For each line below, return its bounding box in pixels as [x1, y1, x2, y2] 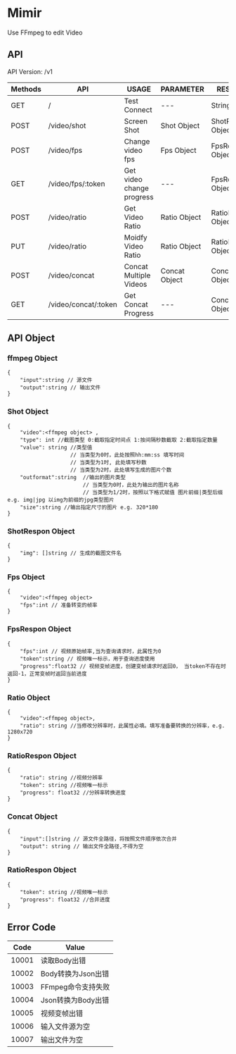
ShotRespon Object [7, 526, 75, 536]
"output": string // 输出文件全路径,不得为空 [20, 843, 144, 850]
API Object [7, 333, 55, 345]
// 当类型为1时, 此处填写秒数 [70, 459, 147, 466]
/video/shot [48, 120, 86, 130]
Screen [124, 116, 148, 126]
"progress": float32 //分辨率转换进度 [20, 789, 126, 797]
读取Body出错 [40, 955, 86, 965]
